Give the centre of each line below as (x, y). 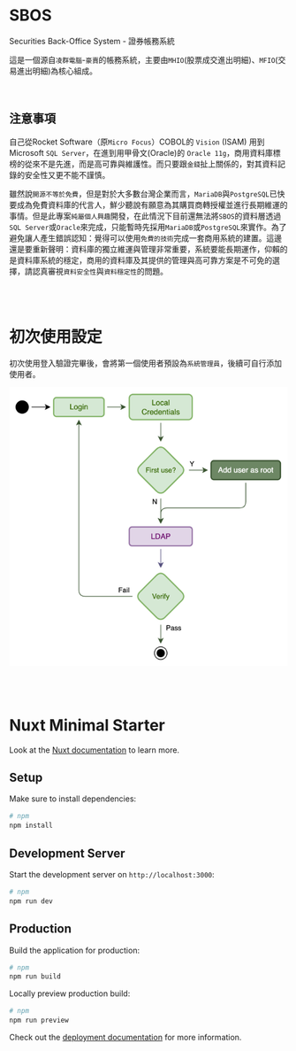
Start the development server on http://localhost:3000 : (112, 874)
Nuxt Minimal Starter (87, 725)
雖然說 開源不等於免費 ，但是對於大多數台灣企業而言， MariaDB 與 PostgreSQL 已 (143, 193)
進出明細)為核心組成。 (57, 71)
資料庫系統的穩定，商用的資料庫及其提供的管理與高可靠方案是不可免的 (144, 260)
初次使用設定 (56, 336)
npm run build (35, 977)
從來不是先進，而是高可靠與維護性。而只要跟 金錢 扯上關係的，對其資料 (151, 164)
